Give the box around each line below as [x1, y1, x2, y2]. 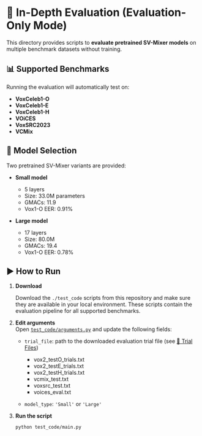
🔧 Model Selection [6, 145, 77, 156]
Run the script [15, 412, 52, 419]
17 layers [24, 229, 47, 236]
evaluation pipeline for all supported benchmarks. [15, 307, 141, 315]
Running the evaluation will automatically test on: [6, 83, 130, 91]
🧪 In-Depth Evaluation [6, 6, 120, 20]
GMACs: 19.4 [24, 242, 58, 249]
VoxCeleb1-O [15, 95, 50, 102]
